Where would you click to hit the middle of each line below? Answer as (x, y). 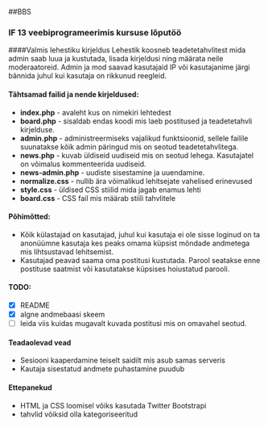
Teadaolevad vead (40, 342)
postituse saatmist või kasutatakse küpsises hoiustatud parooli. (125, 269)
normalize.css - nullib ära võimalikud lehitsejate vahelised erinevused (136, 181)
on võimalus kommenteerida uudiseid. (83, 164)
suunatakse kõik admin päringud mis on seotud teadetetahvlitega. (129, 147)
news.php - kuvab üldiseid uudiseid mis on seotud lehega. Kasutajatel (136, 155)
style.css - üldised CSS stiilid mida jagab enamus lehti (110, 190)
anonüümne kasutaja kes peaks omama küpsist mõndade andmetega (135, 243)
